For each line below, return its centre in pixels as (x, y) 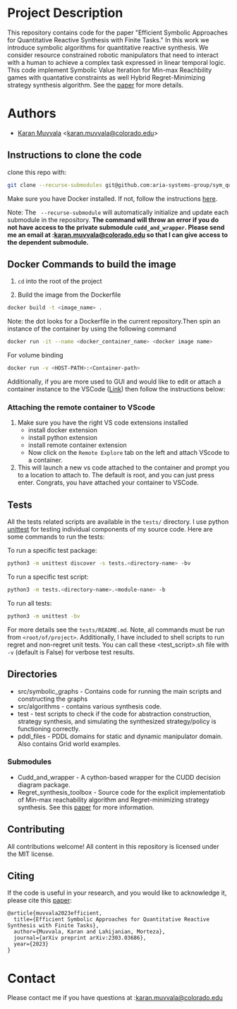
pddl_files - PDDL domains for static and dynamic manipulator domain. (120, 736)
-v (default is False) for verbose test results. (71, 652)
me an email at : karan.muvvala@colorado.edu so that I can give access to (117, 235)
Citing (21, 876)
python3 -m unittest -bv (44, 616)
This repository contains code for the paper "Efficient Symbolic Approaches (117, 32)
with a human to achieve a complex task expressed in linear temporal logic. (116, 62)
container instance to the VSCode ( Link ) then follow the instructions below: (116, 389)
